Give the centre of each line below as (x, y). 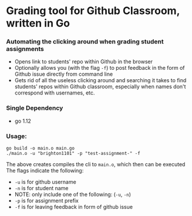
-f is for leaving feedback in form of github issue (74, 207)
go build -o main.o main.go (41, 148)
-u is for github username (45, 182)
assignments (25, 49)
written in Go (38, 23)
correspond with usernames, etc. (55, 93)
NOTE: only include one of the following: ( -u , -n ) (73, 194)
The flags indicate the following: (45, 171)
